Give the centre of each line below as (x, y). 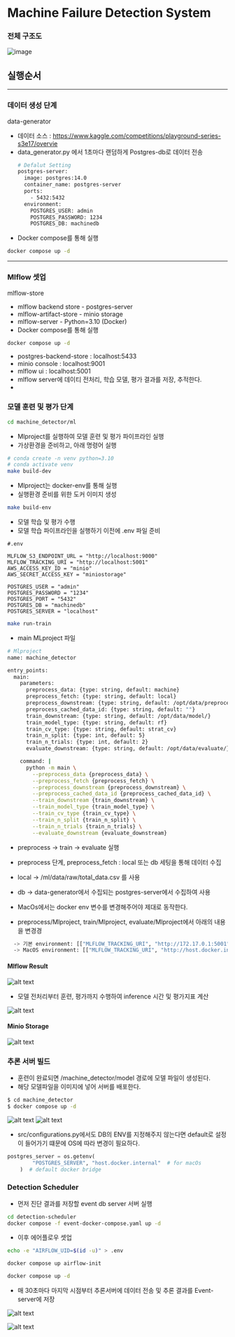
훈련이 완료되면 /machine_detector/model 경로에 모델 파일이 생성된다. (114, 1078)
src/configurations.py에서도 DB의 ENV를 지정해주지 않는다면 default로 (115, 1134)
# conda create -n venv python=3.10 (60, 458)
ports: (34, 191)
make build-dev (29, 471)
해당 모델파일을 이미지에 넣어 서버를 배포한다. (79, 1087)
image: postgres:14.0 (56, 178)
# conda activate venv (40, 465)
